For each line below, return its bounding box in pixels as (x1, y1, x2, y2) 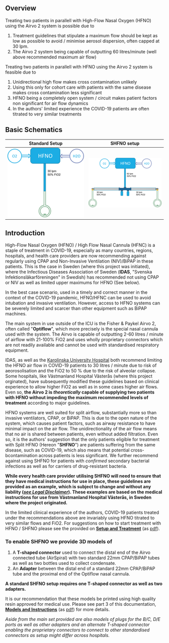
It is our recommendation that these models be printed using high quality (5, 596, 156, 602)
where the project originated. (5, 500, 68, 506)
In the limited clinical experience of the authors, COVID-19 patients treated (5, 509, 159, 516)
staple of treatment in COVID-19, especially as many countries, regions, (5, 247, 153, 253)
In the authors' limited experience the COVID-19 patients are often (12, 105, 149, 111)
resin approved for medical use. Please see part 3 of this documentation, (5, 601, 156, 607)
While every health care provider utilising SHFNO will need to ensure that (5, 473, 161, 479)
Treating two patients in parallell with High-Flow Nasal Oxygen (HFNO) (5, 17, 152, 23)
